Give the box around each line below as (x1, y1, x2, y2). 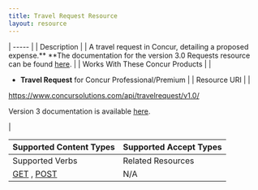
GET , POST (12, 168, 58, 179)
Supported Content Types (12, 141, 115, 153)
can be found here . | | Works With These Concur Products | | (8, 58, 212, 69)
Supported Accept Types (123, 141, 222, 153)
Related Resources (123, 155, 195, 166)
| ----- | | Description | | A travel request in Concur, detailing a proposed (8, 41, 249, 51)
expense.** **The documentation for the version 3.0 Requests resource (8, 50, 251, 60)
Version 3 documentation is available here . (8, 106, 151, 116)
